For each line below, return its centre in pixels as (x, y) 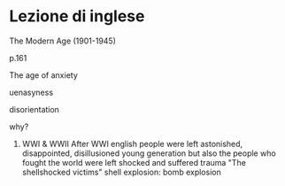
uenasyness (31, 92)
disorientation (35, 109)
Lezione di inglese (77, 16)
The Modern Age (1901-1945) (63, 41)
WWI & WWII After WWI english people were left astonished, (132, 143)
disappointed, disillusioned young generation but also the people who (149, 153)
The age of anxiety (43, 75)
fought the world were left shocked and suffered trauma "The (134, 162)
